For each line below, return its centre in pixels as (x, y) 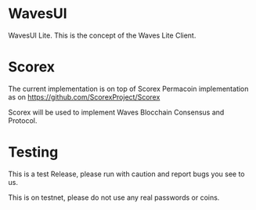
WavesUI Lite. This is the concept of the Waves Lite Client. (102, 35)
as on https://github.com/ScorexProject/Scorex (84, 97)
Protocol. (23, 120)
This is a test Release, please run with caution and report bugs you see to (126, 174)
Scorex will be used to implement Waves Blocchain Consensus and (116, 112)
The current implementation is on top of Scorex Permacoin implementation (128, 89)
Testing (33, 152)
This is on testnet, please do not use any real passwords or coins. (114, 197)
